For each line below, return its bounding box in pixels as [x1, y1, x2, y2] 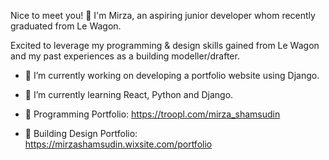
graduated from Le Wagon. [10, 20, 122, 32]
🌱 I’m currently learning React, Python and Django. [24, 89, 234, 100]
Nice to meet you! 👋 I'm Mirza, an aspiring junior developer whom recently [10, 10, 316, 21]
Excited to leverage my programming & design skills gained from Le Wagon [10, 40, 320, 51]
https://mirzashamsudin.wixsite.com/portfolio [24, 138, 213, 150]
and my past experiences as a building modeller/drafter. [10, 50, 240, 62]
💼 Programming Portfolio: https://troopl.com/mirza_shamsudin [24, 108, 281, 120]
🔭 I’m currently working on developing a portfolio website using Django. [24, 70, 320, 81]
